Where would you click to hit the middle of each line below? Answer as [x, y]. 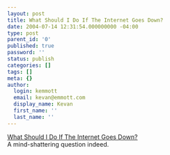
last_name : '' [34, 117]
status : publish [31, 59]
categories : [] [29, 65]
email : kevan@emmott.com [49, 98]
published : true [31, 46]
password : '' [26, 53]
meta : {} [20, 78]
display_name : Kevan [43, 104]
